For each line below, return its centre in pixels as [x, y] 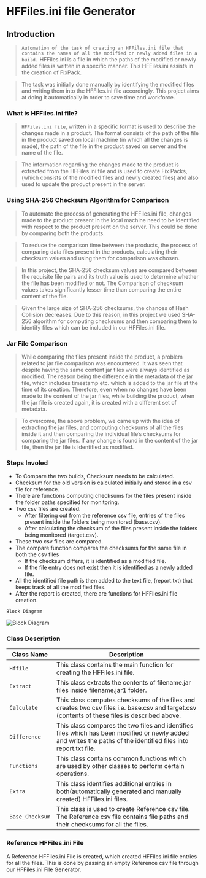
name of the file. [42, 153]
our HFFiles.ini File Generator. [44, 869]
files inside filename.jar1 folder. [101, 690]
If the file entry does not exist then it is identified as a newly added [109, 568]
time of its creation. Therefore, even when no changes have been [104, 389]
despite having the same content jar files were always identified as [105, 370]
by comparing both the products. [63, 233]
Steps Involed [27, 463]
